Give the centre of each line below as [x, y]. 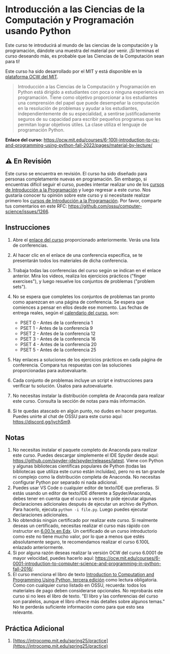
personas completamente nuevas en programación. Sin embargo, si [76, 179]
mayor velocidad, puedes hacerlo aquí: [53, 558]
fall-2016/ [23, 569]
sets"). [20, 286]
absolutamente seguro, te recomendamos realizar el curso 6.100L [81, 542]
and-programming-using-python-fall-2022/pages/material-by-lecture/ [79, 145]
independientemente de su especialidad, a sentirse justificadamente [89, 114]
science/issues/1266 [27, 211]
